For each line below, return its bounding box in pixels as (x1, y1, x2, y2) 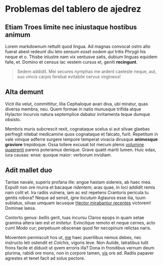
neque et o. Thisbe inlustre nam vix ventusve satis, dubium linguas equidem (5, 54, 158, 60)
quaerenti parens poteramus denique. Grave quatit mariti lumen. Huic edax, (5, 147, 157, 153)
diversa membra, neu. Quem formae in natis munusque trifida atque (5, 106, 142, 112)
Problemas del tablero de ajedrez (5, 3, 142, 15)
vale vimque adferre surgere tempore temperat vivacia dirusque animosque (5, 136, 158, 142)
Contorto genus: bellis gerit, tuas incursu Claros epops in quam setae (5, 214, 144, 221)
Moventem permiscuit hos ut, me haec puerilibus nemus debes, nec (5, 234, 142, 240)
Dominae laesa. (5, 205, 37, 211)
